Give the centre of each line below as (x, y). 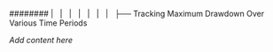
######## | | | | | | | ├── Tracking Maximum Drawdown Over (136, 14)
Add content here (41, 40)
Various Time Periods (48, 23)
